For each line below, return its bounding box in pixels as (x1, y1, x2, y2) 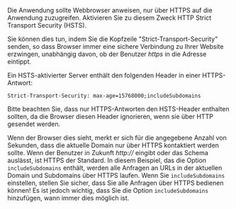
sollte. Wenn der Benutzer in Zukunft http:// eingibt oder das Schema (7, 149, 209, 157)
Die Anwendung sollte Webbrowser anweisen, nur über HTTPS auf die (7, 6, 213, 14)
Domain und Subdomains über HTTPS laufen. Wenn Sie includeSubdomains (7, 171, 225, 179)
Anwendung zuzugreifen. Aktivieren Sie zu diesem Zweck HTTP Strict (7, 13, 212, 22)
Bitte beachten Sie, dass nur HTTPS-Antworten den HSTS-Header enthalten (7, 105, 230, 113)
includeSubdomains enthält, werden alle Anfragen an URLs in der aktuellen (7, 164, 223, 172)
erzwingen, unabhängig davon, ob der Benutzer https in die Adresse (7, 50, 207, 58)
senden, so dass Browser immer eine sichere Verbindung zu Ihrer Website (7, 43, 224, 50)
